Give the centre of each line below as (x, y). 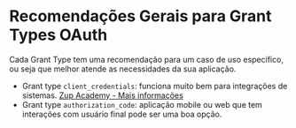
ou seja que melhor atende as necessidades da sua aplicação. (123, 69)
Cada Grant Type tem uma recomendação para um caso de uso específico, (146, 59)
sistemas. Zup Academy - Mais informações (102, 95)
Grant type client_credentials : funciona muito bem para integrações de (155, 86)
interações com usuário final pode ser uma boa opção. (122, 114)
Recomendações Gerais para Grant (140, 16)
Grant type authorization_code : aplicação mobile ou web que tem (142, 104)
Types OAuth (58, 35)
